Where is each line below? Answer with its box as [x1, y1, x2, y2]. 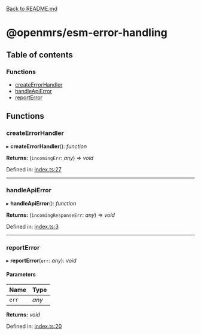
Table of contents [6, 50, 73, 60]
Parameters [6, 271, 36, 278]
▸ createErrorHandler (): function [6, 143, 87, 150]
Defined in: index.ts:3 [6, 223, 59, 230]
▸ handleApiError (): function [6, 199, 77, 207]
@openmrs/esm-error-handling [6, 26, 167, 39]
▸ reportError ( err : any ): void [6, 257, 77, 265]
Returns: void [6, 311, 41, 318]
